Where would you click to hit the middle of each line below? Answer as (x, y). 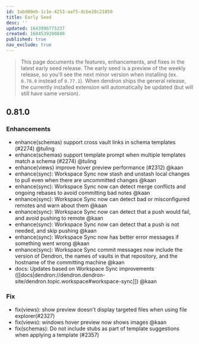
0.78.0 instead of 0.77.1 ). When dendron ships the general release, (103, 80)
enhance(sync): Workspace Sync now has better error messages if (97, 237)
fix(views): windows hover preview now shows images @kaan (91, 322)
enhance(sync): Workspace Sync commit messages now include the (99, 249)
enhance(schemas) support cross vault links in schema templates (95, 142)
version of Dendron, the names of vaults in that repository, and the (96, 256)
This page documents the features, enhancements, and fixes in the (103, 62)
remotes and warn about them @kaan (61, 205)
